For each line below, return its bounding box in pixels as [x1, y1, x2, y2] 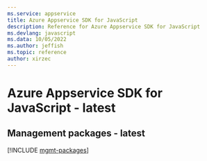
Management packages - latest [7, 128, 146, 139]
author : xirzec [7, 56, 51, 62]
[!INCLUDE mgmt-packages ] [7, 146, 89, 154]
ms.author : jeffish [7, 42, 64, 49]
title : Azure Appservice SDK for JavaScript [7, 17, 138, 24]
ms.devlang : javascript [7, 29, 76, 37]
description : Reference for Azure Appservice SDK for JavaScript [7, 23, 200, 30]
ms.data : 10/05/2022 [7, 36, 67, 43]
